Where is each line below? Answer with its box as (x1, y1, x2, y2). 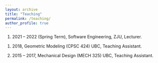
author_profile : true (5, 20, 49, 26)
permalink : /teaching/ (5, 16, 51, 21)
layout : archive (5, 7, 38, 12)
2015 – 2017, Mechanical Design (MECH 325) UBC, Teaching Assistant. (12, 53, 154, 59)
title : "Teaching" (5, 12, 42, 16)
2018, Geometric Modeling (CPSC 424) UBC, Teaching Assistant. (12, 43, 142, 49)
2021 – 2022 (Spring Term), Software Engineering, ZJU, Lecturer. (12, 34, 142, 40)
